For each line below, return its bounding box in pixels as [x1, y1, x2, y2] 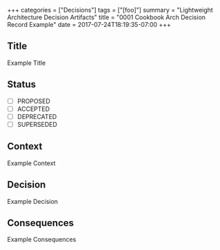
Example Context [7, 158, 56, 167]
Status [7, 79, 37, 90]
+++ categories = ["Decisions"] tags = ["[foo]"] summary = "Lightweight [7, 6, 214, 14]
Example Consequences [7, 236, 77, 244]
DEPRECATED [17, 112, 57, 121]
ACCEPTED [17, 105, 50, 113]
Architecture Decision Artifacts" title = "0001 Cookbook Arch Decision [7, 13, 206, 21]
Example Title [7, 59, 46, 67]
